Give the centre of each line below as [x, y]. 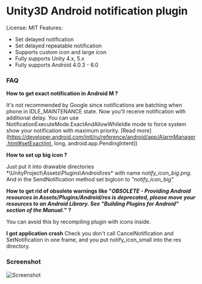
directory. [18, 246]
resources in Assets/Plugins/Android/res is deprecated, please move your [101, 198]
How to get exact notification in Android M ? [62, 94]
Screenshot [23, 262]
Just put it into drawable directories [50, 167]
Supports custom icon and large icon [61, 52]
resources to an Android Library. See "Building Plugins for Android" [93, 204]
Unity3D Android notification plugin [97, 11]
